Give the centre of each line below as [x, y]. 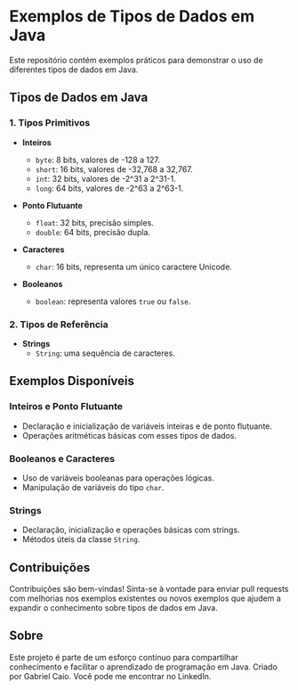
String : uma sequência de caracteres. [105, 353]
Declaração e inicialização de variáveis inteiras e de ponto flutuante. [147, 426]
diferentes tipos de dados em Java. [74, 70]
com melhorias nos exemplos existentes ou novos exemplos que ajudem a [145, 598]
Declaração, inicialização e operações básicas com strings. [131, 530]
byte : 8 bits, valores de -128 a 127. [97, 160]
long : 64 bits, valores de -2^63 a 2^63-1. [109, 188]
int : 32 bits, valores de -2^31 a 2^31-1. [105, 178]
